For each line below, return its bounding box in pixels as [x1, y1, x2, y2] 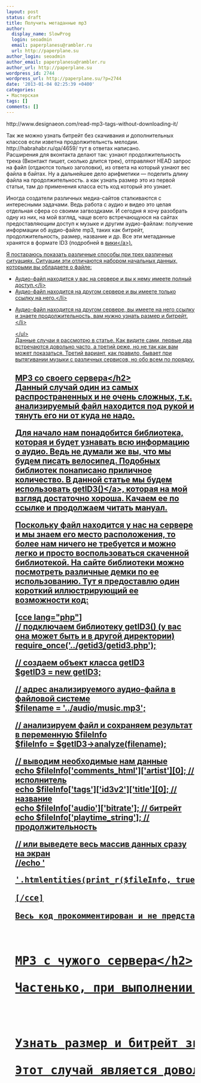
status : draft [6, 14, 42, 20]
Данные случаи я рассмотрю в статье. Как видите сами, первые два [14, 337, 193, 344]
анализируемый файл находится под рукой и [14, 401, 194, 411]
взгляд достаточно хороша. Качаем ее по [14, 493, 179, 503]
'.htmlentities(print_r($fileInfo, [14, 875, 172, 885]
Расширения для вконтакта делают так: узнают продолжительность [6, 151, 181, 158]
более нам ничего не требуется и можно [14, 538, 176, 549]
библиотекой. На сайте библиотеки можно [14, 557, 184, 568]
